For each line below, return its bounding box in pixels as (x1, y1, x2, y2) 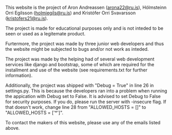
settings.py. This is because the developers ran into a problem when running (5, 88, 167, 94)
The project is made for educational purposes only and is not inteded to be (5, 25, 163, 31)
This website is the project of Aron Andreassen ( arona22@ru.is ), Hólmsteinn (5, 5, 167, 10)
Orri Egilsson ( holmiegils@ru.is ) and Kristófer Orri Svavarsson (5, 10, 136, 16)
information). (5, 72, 33, 79)
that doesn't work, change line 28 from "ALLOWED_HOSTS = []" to (5, 104, 146, 110)
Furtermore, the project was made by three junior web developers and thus (5, 41, 164, 47)
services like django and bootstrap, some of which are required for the (5, 62, 155, 67)
